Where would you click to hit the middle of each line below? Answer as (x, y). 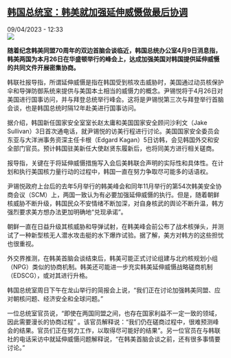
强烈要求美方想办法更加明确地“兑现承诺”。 (67, 212)
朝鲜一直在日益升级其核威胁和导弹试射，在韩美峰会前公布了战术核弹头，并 (112, 226)
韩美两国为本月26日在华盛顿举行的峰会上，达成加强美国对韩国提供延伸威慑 (113, 59)
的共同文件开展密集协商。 (43, 67)
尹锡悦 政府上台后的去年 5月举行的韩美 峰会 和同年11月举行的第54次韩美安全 (112, 186)
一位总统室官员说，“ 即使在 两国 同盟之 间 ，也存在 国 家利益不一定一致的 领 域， (114, 313)
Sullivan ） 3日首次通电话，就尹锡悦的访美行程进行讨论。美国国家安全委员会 (113, 131)
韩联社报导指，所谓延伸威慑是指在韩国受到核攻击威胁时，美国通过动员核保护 (115, 82)
